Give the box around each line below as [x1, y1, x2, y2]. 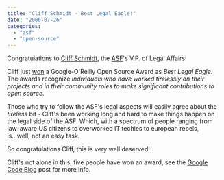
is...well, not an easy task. [7, 131, 80, 140]
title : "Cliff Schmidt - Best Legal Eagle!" [7, 10, 136, 17]
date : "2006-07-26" [7, 16, 63, 23]
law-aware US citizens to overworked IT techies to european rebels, [7, 125, 199, 133]
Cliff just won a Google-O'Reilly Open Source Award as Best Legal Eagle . [7, 68, 213, 76]
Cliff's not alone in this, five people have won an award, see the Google [7, 158, 208, 166]
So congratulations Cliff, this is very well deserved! [7, 145, 151, 153]
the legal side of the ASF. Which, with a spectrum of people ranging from [7, 117, 213, 125]
